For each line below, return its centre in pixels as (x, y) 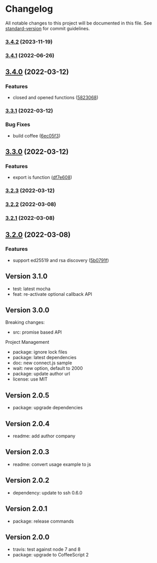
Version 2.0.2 (27, 480)
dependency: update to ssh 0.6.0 (48, 492)
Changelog (29, 9)
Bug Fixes (18, 125)
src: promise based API (37, 332)
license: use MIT (30, 379)
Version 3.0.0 (27, 310)
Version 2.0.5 (27, 395)
